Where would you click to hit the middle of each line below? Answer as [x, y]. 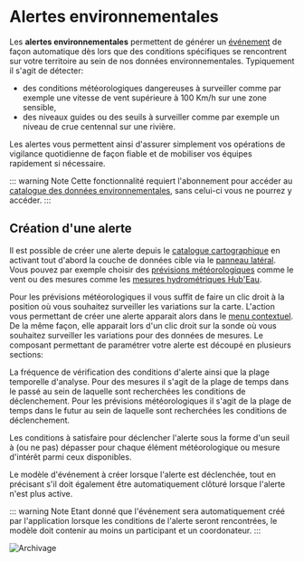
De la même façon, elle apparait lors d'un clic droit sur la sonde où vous [143, 325]
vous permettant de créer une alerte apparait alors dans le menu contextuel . [152, 316]
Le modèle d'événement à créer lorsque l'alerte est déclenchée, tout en [142, 474]
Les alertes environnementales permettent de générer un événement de [146, 42]
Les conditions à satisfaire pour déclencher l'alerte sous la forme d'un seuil [149, 437]
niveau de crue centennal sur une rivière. [99, 126]
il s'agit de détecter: [47, 71]
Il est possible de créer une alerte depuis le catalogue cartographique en [145, 250]
